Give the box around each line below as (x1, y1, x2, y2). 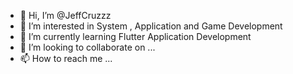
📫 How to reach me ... (19, 53, 113, 64)
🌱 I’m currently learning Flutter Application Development (19, 31, 252, 42)
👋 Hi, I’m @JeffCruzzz (19, 10, 112, 21)
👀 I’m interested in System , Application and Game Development (19, 20, 283, 32)
